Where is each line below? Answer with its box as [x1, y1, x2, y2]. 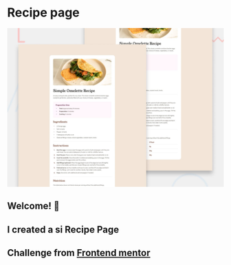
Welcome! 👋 [7, 200, 60, 212]
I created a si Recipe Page [7, 224, 120, 235]
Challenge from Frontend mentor [7, 247, 151, 259]
